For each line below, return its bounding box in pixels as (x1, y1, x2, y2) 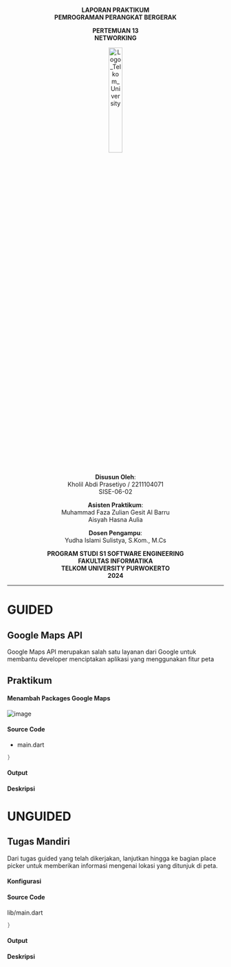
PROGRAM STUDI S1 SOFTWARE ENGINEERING (47, 550, 184, 557)
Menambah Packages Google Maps (7, 694, 111, 702)
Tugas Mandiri (7, 836, 70, 848)
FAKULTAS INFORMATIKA (78, 557, 153, 565)
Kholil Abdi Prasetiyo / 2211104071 (67, 480, 164, 488)
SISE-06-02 (98, 488, 133, 495)
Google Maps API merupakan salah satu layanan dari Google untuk (7, 647, 197, 656)
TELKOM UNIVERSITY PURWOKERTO (60, 564, 170, 572)
